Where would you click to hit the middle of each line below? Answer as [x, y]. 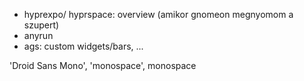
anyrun [38, 35]
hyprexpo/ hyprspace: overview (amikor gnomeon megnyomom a [158, 14]
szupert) [41, 25]
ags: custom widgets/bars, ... [83, 46]
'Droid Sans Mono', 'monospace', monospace [103, 65]
